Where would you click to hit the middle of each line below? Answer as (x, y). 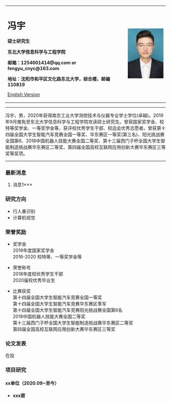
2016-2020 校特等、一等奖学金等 (47, 257)
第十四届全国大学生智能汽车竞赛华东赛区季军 (60, 304)
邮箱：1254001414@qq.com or (42, 63)
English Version (24, 94)
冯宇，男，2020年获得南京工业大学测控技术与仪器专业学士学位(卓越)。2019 (84, 115)
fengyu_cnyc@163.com (33, 68)
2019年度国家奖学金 (33, 251)
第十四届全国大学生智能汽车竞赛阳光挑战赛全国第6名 (68, 310)
